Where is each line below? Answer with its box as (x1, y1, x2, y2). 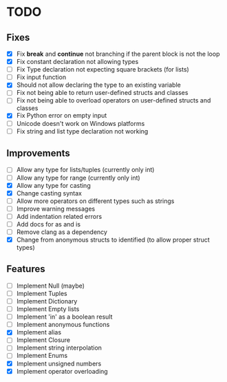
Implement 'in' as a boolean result (16, 312, 113, 321)
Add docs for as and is (16, 220, 80, 228)
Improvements (6, 147, 70, 159)
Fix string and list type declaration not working (16, 127, 149, 135)
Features (6, 263, 45, 275)
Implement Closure (16, 336, 71, 344)
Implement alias (16, 328, 62, 337)
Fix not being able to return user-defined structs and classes (16, 89, 188, 97)
